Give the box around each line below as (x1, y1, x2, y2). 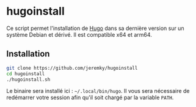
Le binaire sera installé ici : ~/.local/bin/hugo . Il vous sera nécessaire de (6, 87, 190, 95)
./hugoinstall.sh (6, 76, 51, 83)
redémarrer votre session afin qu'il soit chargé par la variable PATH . (6, 94, 174, 101)
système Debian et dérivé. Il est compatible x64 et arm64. (6, 31, 153, 38)
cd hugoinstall (6, 70, 45, 77)
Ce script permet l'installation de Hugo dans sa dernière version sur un (6, 24, 184, 32)
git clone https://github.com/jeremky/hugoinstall (6, 65, 138, 71)
